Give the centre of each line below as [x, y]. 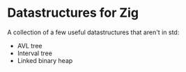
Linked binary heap [45, 60]
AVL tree [30, 45]
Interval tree [34, 53]
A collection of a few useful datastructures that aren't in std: [93, 32]
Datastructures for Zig [73, 13]
